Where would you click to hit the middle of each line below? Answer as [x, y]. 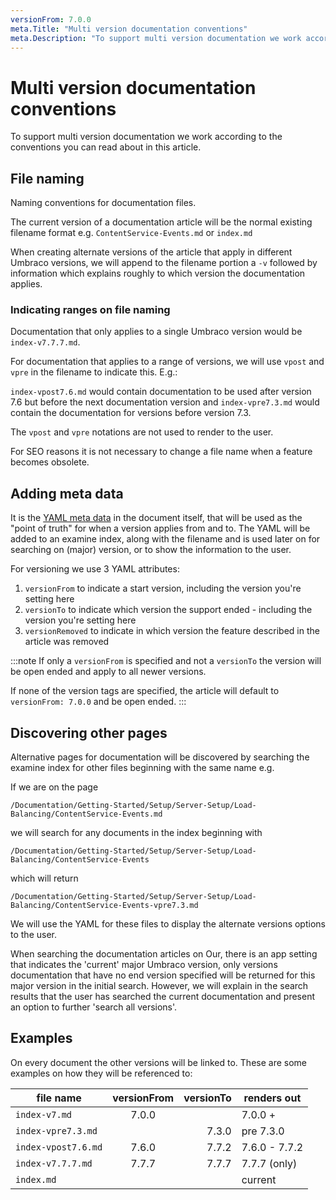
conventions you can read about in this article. [106, 147]
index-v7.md [44, 1114]
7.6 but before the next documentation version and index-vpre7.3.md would [165, 402]
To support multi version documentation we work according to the [146, 137]
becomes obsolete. [50, 462]
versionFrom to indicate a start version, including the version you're [163, 588]
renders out [272, 1098]
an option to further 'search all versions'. [94, 1007]
